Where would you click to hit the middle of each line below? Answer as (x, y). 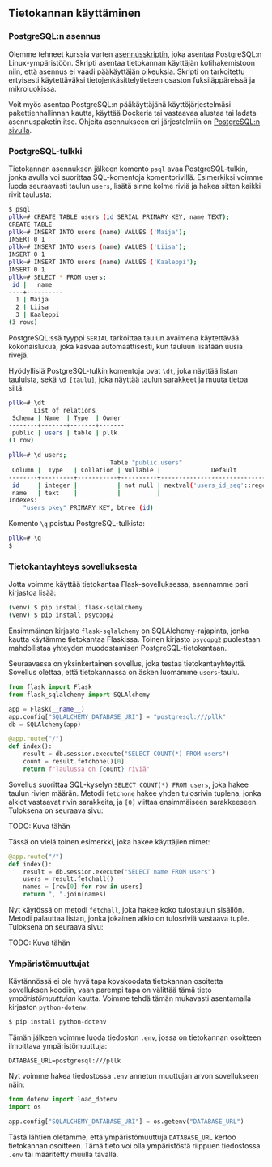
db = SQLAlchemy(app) (45, 725)
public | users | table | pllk (64, 433)
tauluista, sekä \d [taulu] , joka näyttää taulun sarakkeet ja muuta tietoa (128, 379)
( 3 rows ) (23, 323)
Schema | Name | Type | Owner (66, 418)
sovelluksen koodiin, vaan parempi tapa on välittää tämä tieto (110, 990)
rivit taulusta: (30, 194)
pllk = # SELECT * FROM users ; (57, 277)
